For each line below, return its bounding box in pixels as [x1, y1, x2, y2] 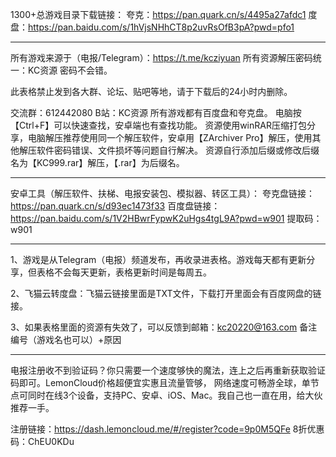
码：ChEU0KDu [10, 436, 75, 447]
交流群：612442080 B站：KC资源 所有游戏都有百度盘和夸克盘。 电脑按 [10, 107, 302, 118]
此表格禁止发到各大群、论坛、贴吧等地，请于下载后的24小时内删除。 [10, 86, 293, 97]
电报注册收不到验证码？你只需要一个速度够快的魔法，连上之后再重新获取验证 [10, 364, 326, 376]
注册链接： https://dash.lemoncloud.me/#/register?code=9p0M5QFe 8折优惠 [10, 423, 325, 435]
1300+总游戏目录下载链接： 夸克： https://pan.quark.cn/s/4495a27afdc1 [10, 9, 307, 20]
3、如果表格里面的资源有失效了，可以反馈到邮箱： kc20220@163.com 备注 [10, 321, 318, 333]
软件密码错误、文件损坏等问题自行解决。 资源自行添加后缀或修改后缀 [36, 144, 320, 156]
